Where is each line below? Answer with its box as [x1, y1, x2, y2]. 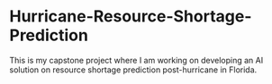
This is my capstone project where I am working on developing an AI [9, 55, 264, 65]
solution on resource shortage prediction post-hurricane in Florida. [9, 64, 258, 75]
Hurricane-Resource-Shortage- [9, 6, 252, 27]
